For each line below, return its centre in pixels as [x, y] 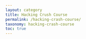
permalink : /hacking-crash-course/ [43, 19]
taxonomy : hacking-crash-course [40, 24]
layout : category [24, 10]
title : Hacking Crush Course [36, 15]
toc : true [16, 29]
